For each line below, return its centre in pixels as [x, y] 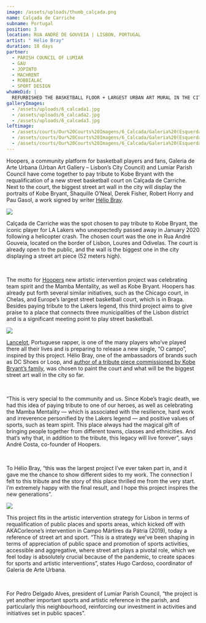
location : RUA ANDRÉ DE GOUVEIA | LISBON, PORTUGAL [74, 35]
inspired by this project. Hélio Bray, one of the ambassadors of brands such [102, 355]
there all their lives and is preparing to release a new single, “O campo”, [97, 349]
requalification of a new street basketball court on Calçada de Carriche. [97, 180]
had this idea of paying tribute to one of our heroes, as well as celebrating [100, 405]
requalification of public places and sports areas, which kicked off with [96, 524]
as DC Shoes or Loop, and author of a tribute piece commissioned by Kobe [101, 362]
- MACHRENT [26, 75]
